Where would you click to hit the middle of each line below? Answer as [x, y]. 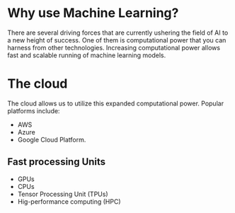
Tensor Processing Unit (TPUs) [63, 194]
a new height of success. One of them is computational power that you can [117, 40]
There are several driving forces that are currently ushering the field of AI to [118, 33]
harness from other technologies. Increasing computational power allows [114, 47]
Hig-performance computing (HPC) [69, 201]
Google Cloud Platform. [52, 139]
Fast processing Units [57, 162]
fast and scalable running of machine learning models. [87, 55]
